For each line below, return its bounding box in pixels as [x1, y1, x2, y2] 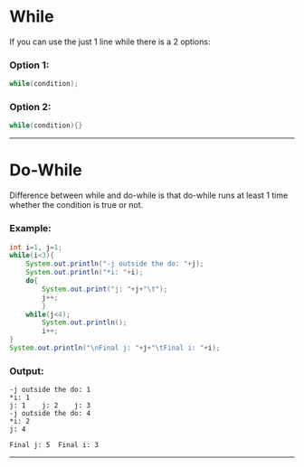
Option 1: [9, 59, 50, 71]
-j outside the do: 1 [9, 386, 91, 395]
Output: [9, 364, 44, 377]
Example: [9, 222, 52, 235]
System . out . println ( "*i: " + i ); [25, 268, 144, 277]
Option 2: [9, 101, 52, 114]
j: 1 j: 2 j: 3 [9, 401, 91, 410]
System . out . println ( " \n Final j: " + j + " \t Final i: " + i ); [9, 343, 221, 353]
